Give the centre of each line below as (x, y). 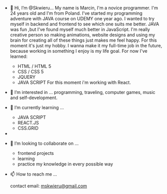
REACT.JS (28, 123)
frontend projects (36, 153)
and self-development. (34, 98)
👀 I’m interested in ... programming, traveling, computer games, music (83, 92)
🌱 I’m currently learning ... (37, 107)
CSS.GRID (28, 128)
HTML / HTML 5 (34, 66)
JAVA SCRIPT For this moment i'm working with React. (74, 82)
